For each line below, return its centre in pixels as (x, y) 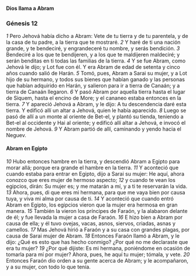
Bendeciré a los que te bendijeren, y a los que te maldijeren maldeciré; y (93, 54)
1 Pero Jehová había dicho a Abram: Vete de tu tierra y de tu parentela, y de (97, 36)
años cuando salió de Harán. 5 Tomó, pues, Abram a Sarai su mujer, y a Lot (97, 73)
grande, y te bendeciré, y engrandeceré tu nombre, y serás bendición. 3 (93, 48)
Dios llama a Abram (30, 8)
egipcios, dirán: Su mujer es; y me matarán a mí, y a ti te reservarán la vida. (97, 186)
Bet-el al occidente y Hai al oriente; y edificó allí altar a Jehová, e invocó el (96, 123)
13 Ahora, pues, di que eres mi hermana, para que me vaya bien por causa (96, 193)
